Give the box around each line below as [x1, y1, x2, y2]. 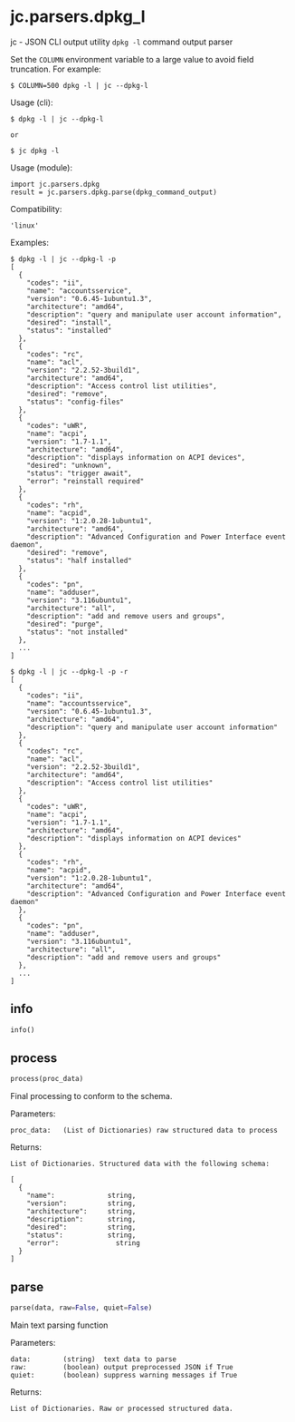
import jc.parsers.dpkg [10, 180, 100, 189]
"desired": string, [26, 1222, 137, 1232]
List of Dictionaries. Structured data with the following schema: [10, 1159, 271, 1169]
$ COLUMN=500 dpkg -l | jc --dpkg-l [10, 81, 148, 90]
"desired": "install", [26, 317, 112, 327]
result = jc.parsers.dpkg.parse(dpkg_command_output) [10, 188, 218, 197]
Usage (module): [10, 161, 73, 173]
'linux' [10, 220, 40, 230]
